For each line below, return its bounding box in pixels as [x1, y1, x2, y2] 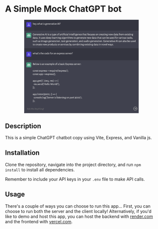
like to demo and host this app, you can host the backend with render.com [5, 213, 153, 219]
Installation [5, 149, 40, 157]
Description [5, 122, 41, 130]
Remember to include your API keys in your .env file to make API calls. [5, 176, 145, 182]
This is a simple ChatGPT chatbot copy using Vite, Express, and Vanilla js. [5, 134, 152, 140]
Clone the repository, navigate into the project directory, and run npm [5, 162, 142, 167]
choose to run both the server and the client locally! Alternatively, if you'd [5, 208, 152, 214]
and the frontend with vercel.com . [5, 218, 73, 224]
